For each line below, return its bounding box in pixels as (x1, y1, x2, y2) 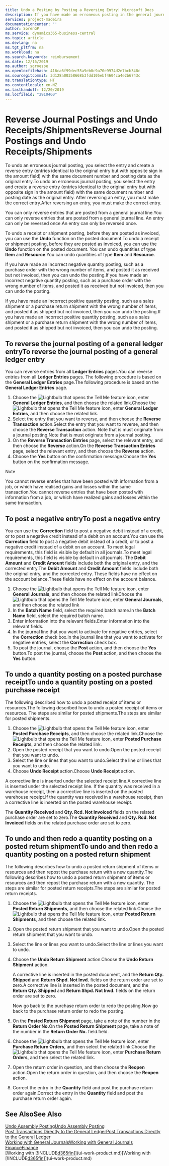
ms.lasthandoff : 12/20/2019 (5, 87, 64, 92)
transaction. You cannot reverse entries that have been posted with (5, 489, 143, 495)
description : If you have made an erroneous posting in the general (5, 12, 152, 17)
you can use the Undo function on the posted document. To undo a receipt (5, 236, 159, 242)
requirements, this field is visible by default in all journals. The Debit (5, 554, 146, 561)
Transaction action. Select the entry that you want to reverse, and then (12, 421, 159, 427)
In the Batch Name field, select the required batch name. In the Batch (12, 607, 156, 613)
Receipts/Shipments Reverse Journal (5, 124, 162, 136)
